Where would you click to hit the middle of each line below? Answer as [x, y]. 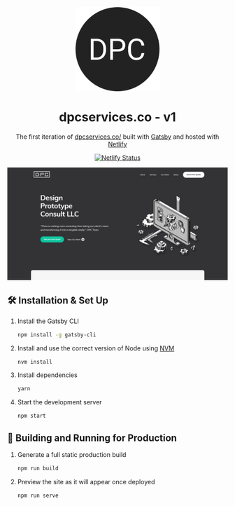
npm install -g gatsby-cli [57, 335]
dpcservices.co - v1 [117, 117]
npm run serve [38, 495]
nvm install [35, 362]
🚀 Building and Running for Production [92, 438]
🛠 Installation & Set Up [58, 301]
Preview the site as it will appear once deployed [86, 481]
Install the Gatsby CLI [48, 321]
